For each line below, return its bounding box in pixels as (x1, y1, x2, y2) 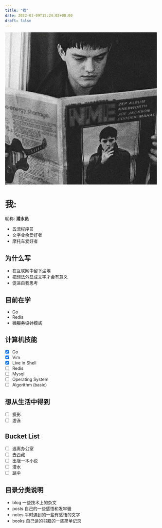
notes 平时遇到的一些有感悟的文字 (12, 512, 80, 518)
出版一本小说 (12, 458, 38, 464)
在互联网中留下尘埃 (12, 268, 51, 274)
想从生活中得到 (5, 398, 50, 406)
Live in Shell (12, 360, 36, 366)
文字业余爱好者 (12, 232, 42, 238)
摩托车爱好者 (12, 238, 38, 244)
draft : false (5, 18, 32, 23)
